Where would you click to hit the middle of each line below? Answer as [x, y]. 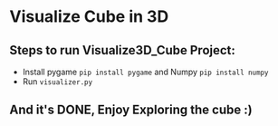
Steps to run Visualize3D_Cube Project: [122, 50]
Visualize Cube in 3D [89, 17]
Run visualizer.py [58, 82]
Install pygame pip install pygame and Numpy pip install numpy [145, 72]
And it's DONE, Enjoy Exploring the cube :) [131, 110]
